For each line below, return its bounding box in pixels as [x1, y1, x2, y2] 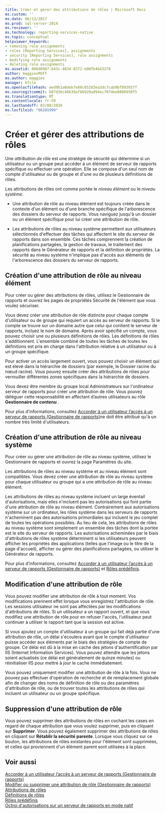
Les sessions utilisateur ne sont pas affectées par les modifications [5, 604, 141, 610]
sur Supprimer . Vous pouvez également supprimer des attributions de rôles [5, 728, 159, 734]
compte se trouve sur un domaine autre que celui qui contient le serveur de [5, 322, 158, 328]
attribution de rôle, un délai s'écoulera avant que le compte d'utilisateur [5, 634, 150, 640]
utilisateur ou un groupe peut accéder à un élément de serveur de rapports [5, 161, 157, 167]
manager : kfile [5, 80, 36, 85]
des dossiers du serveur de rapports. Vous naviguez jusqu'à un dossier [12, 211, 157, 217]
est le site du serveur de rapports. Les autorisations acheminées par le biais [5, 530, 159, 536]
